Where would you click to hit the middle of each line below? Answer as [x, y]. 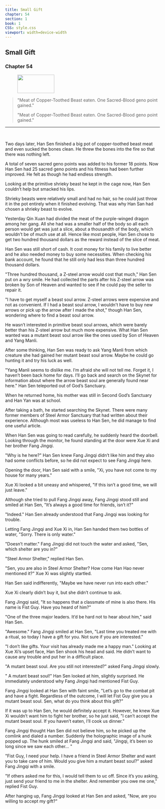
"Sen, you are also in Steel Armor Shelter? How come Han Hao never [75, 568]
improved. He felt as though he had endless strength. [59, 174]
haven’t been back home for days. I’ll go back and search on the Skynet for [81, 375]
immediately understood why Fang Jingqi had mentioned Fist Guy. [72, 681]
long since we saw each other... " [39, 746]
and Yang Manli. [21, 340]
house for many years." [29, 475]
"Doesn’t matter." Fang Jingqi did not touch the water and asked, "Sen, [77, 544]
